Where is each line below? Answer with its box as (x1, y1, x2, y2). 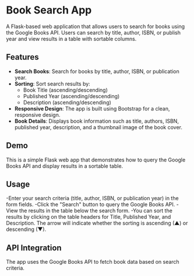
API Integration (6, 243, 62, 253)
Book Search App (6, 4, 92, 17)
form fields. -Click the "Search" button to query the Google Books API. (6, 201, 175, 208)
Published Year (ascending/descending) (23, 92, 120, 99)
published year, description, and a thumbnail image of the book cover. (14, 123, 182, 130)
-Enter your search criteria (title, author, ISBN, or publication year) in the (6, 195, 179, 202)
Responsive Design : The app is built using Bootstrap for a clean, (14, 105, 170, 112)
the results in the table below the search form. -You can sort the (19, 207, 173, 214)
